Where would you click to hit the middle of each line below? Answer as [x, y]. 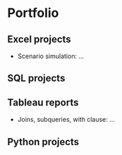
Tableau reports [43, 102]
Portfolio [33, 13]
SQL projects [36, 78]
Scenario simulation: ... [51, 56]
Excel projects [39, 39]
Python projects [43, 142]
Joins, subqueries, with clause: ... [66, 120]
